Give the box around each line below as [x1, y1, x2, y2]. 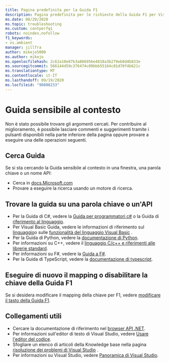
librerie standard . [12, 246, 48, 252]
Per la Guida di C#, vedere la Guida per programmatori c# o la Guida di [12, 213, 159, 219]
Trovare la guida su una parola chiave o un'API [5, 200, 153, 208]
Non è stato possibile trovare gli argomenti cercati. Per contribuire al [5, 120, 147, 127]
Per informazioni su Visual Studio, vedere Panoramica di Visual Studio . [12, 352, 159, 358]
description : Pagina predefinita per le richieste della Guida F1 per [5, 12, 156, 17]
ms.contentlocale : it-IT [5, 73, 57, 78]
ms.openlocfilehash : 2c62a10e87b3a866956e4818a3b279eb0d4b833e [5, 59, 141, 64]
